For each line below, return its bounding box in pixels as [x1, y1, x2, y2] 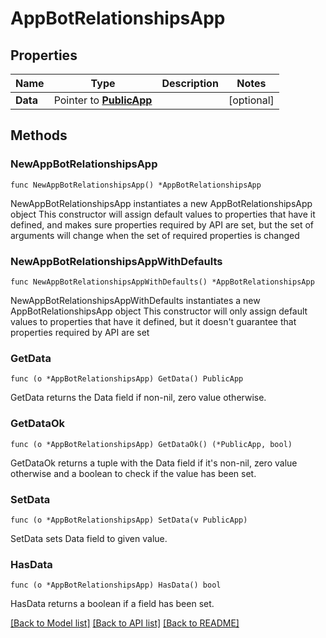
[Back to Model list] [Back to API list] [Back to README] [10, 617, 240, 629]
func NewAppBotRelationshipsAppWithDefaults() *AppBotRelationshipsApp [10, 277, 315, 287]
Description [161, 77, 219, 90]
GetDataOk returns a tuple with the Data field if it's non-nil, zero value [10, 457, 298, 469]
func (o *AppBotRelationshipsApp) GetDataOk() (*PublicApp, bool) [10, 439, 293, 449]
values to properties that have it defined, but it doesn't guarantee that [10, 315, 297, 327]
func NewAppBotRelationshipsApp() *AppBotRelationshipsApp [10, 180, 262, 190]
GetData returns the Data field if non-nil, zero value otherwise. [10, 392, 267, 404]
